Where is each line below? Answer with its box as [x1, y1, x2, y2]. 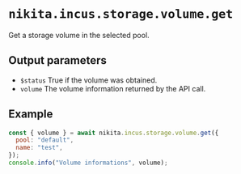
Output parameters [8, 53, 107, 67]
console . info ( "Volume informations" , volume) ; [8, 159, 168, 168]
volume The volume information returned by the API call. [19, 83, 206, 93]
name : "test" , [15, 144, 63, 152]
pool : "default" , [15, 136, 74, 144]
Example [8, 108, 53, 121]
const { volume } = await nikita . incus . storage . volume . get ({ [8, 129, 219, 137]
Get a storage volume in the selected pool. [8, 30, 150, 40]
